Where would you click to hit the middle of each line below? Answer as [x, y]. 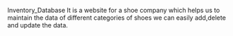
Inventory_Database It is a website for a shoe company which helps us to [114, 10]
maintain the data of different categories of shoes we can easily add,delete [117, 18]
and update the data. [38, 25]
